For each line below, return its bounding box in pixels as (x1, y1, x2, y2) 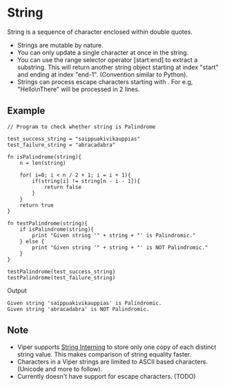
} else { (19, 238, 45, 245)
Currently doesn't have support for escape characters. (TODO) (17, 372, 196, 380)
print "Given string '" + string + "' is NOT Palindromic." (32, 244, 208, 251)
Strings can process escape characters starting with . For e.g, (17, 77, 193, 86)
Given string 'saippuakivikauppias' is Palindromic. (7, 299, 162, 306)
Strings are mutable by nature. (17, 41, 104, 49)
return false (43, 183, 81, 190)
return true (19, 201, 54, 208)
